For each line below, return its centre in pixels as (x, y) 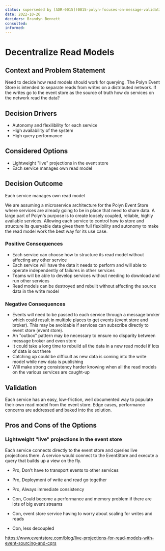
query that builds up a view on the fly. (43, 460)
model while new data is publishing (48, 362)
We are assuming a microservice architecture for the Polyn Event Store (77, 205)
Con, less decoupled (33, 528)
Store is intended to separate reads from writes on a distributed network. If (81, 88)
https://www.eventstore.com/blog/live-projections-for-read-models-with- (80, 538)
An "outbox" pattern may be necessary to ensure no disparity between (84, 336)
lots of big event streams (37, 504)
